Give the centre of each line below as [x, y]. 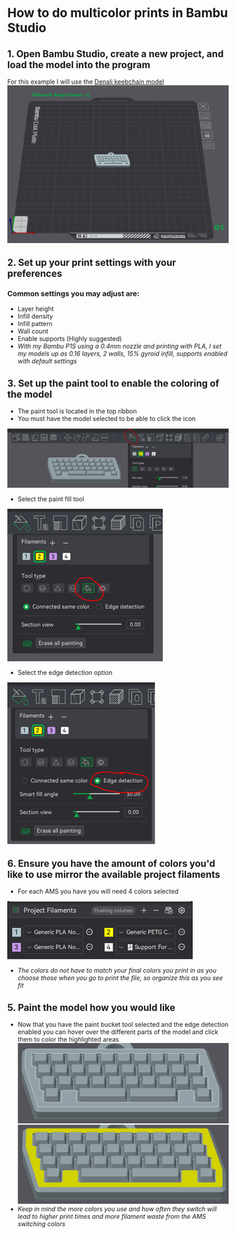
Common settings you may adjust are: [73, 294]
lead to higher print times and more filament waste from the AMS [112, 1217]
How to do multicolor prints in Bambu [118, 13]
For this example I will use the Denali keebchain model [86, 82]
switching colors [41, 1224]
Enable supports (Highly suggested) [70, 339]
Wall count [33, 331]
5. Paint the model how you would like [91, 1008]
